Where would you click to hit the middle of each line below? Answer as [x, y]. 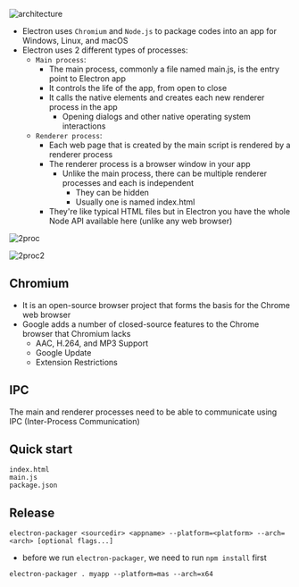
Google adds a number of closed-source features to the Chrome [141, 324]
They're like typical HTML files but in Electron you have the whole [170, 211]
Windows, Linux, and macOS [75, 41]
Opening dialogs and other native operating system [157, 117]
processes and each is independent [128, 183]
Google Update [63, 352]
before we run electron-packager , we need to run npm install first [145, 558]
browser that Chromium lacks [76, 333]
